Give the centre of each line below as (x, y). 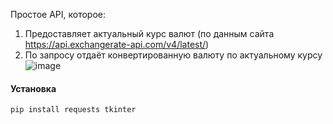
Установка (33, 88)
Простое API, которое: (58, 14)
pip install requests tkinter (73, 110)
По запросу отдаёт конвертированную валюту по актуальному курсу (173, 55)
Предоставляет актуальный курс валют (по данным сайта (149, 33)
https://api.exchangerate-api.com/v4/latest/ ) (117, 44)
